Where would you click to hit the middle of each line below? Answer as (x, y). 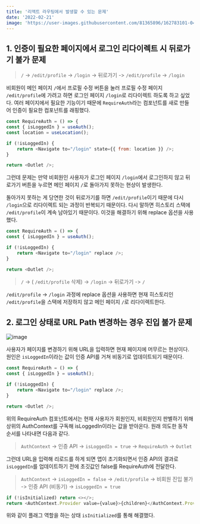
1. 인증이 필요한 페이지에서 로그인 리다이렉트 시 (87, 48)
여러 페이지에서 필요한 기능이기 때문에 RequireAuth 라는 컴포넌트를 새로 (96, 103)
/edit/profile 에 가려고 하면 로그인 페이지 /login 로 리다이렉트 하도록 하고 (93, 95)
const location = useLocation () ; (48, 132)
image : (14, 23)
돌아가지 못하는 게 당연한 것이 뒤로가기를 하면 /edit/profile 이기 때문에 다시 (95, 198)
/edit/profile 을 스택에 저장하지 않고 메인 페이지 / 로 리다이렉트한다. (86, 301)
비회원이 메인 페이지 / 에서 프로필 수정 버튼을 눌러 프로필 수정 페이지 (85, 88)
